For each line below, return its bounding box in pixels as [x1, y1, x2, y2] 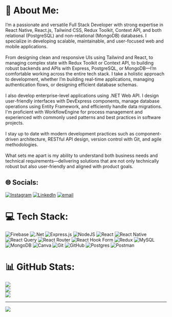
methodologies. [5, 141, 38, 148]
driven [5, 136, 19, 142]
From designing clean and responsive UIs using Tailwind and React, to [5, 54, 154, 61]
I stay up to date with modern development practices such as [5, 130, 135, 136]
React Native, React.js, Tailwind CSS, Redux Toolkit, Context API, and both [5, 27, 162, 33]
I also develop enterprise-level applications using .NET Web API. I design [5, 92, 159, 98]
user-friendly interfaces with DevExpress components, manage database [5, 97, 160, 104]
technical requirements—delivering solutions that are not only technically [5, 157, 159, 164]
